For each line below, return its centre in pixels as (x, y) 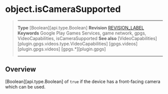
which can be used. (25, 86)
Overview (21, 69)
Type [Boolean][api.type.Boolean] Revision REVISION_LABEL (81, 27)
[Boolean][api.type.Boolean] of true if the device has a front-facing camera (83, 81)
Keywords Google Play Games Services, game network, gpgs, (82, 33)
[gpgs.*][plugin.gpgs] (83, 49)
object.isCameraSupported (63, 9)
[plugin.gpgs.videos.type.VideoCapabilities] (63, 43)
